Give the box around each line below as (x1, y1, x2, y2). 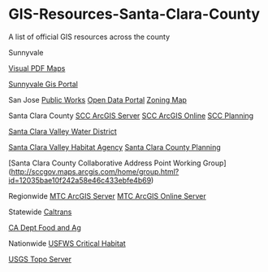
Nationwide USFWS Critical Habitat (8, 238, 126, 248)
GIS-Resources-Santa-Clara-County (8, 5, 261, 24)
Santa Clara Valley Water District (8, 126, 117, 136)
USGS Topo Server (8, 254, 71, 264)
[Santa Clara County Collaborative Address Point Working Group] (8, 158, 227, 168)
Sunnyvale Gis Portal (8, 79, 79, 89)
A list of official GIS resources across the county (8, 32, 171, 42)
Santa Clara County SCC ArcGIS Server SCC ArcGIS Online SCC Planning (8, 111, 254, 121)
